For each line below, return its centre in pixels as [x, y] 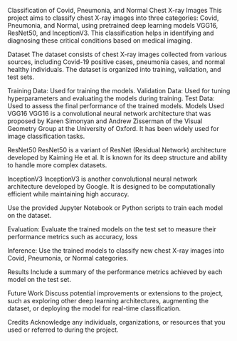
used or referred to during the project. [63, 330]
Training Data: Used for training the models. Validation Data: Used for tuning [119, 91]
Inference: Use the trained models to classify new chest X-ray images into [116, 251]
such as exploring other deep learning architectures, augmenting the [108, 301]
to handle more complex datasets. [57, 165]
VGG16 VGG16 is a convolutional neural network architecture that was [109, 114]
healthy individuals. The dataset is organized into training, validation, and [114, 69]
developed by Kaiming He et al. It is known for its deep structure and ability [117, 157]
